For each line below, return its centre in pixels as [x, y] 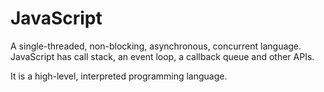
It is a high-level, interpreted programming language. [119, 76]
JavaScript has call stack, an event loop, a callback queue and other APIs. [162, 56]
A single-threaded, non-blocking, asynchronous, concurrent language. [156, 46]
